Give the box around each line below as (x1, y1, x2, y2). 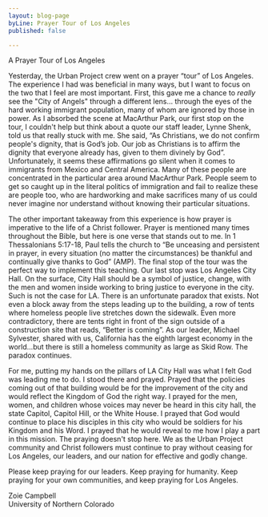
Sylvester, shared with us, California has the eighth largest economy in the (8, 333, 254, 343)
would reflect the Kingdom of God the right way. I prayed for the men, (8, 392, 238, 402)
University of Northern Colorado (8, 499, 114, 509)
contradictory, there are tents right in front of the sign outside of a (8, 317, 226, 326)
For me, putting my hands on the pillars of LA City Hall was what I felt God (8, 366, 252, 376)
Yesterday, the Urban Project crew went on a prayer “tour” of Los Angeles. (8, 71, 254, 81)
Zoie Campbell (8, 491, 57, 501)
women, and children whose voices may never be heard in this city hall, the (8, 400, 257, 410)
